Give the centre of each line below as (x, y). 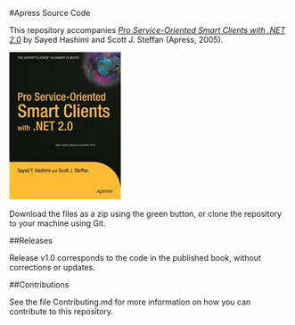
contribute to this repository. (61, 311)
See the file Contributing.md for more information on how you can (130, 302)
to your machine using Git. (57, 223)
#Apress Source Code (50, 13)
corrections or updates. (52, 267)
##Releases (31, 241)
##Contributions (39, 284)
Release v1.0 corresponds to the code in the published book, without (135, 258)
